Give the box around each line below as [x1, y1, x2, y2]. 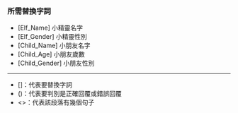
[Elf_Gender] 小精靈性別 [17, 32, 87, 41]
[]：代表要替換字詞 [17, 81, 73, 89]
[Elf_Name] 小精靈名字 [17, 23, 84, 32]
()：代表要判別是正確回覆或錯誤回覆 [17, 90, 123, 98]
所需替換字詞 [7, 6, 52, 16]
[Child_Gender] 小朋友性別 [17, 59, 95, 68]
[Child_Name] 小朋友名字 [17, 41, 91, 50]
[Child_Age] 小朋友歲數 [17, 50, 85, 59]
